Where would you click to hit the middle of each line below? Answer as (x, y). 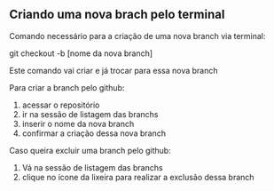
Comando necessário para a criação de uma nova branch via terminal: (137, 36)
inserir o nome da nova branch (78, 123)
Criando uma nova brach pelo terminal (117, 15)
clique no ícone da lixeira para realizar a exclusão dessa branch (138, 177)
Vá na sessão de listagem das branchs (92, 167)
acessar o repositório (61, 105)
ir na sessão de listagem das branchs (90, 114)
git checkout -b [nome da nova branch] (81, 53)
